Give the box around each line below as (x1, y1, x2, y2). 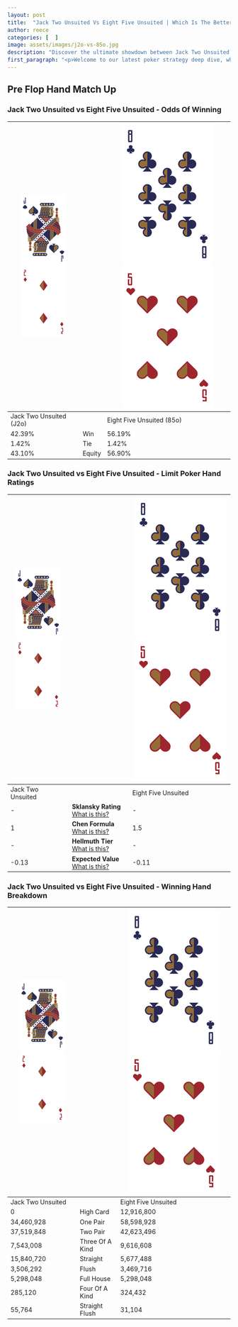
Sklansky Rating (72, 802, 121, 811)
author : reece (7, 26, 50, 33)
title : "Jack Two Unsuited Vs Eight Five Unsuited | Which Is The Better (7, 18, 233, 26)
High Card (79, 1208, 110, 1216)
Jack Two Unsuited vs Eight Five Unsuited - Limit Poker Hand (7, 469, 222, 479)
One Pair (79, 1217, 105, 1226)
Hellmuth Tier (72, 837, 113, 845)
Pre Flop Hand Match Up (7, 84, 117, 96)
